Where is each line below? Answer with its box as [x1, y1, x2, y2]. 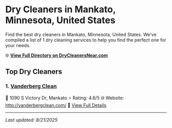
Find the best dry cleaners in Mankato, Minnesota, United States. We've [5, 31, 157, 37]
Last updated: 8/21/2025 [5, 117, 58, 123]
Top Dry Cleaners [5, 68, 62, 76]
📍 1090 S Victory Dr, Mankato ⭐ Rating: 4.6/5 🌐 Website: [5, 95, 124, 101]
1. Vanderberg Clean [5, 83, 57, 90]
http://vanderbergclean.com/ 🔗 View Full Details [5, 102, 106, 108]
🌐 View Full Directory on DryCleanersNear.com [5, 52, 109, 58]
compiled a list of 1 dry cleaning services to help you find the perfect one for [5, 37, 166, 43]
